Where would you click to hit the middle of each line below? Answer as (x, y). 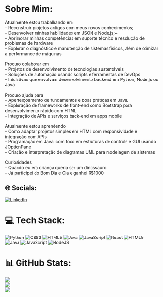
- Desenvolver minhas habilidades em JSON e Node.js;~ (62, 33)
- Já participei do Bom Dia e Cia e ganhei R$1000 (54, 173)
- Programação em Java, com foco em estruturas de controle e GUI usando (81, 141)
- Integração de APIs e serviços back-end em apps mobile (63, 116)
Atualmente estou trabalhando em (39, 22)
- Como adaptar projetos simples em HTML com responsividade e (71, 131)
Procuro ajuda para (24, 95)
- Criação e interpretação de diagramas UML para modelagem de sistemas (80, 152)
